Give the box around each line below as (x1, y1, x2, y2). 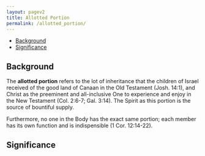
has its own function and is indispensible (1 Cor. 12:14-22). (6, 122, 153, 129)
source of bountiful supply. (6, 103, 75, 111)
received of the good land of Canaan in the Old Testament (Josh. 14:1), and (6, 84, 195, 92)
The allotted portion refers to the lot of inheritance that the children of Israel (6, 78, 199, 85)
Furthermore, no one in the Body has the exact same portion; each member (6, 116, 197, 123)
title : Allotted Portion (6, 15, 70, 21)
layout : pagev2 (6, 9, 45, 15)
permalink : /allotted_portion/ (6, 20, 86, 26)
